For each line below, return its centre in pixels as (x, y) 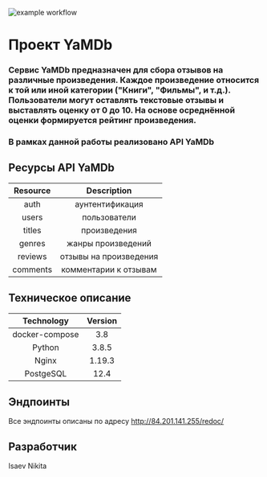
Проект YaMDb (61, 45)
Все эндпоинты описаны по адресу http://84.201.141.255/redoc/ (116, 421)
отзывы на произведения (109, 256)
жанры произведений (109, 243)
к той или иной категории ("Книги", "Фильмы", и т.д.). (119, 90)
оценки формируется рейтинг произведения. (102, 121)
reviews (32, 256)
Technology (46, 320)
